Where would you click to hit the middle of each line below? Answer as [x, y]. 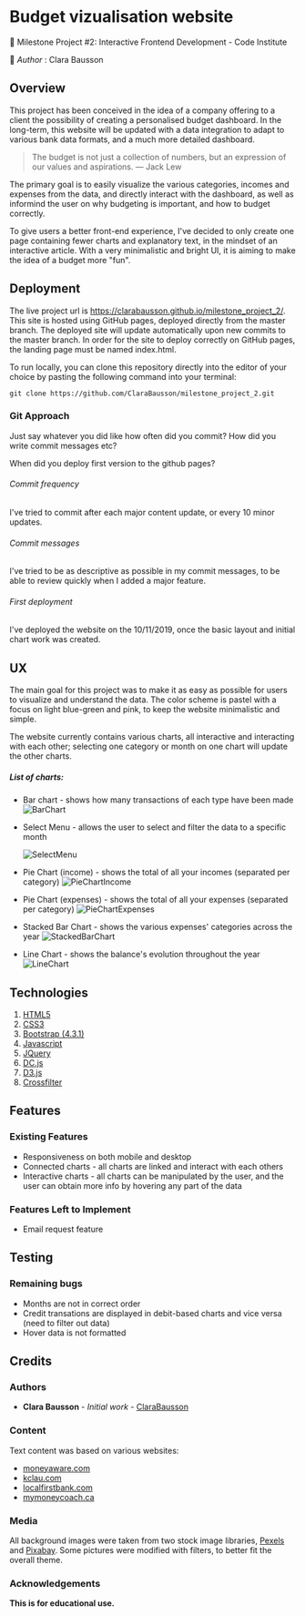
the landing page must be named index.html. [93, 349]
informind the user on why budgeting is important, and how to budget [140, 203]
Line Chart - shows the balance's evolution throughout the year [142, 955]
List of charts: [36, 777]
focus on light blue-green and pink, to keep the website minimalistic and [145, 710]
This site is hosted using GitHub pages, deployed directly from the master [147, 320]
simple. [23, 719]
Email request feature [63, 1229]
